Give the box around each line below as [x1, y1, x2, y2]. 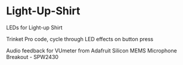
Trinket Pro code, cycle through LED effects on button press [6, 35, 154, 42]
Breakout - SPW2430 [6, 53, 58, 60]
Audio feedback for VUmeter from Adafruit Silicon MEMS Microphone [6, 47, 177, 54]
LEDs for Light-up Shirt [6, 24, 63, 31]
